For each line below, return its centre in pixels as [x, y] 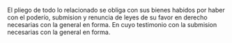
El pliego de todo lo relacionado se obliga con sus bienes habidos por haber [116, 10]
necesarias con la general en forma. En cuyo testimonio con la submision [112, 25]
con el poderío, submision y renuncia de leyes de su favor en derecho [107, 17]
